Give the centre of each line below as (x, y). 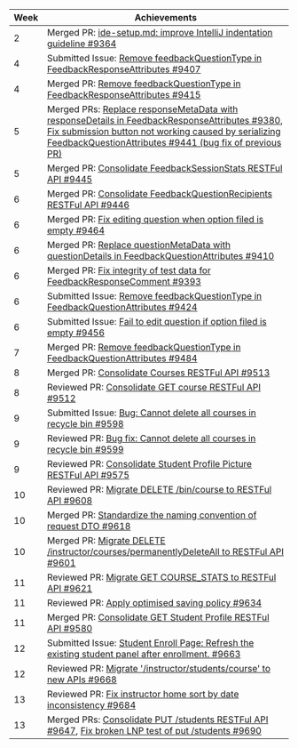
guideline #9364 (82, 44)
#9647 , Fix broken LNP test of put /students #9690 (154, 731)
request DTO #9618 (89, 526)
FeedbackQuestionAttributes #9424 (122, 307)
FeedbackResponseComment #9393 (124, 282)
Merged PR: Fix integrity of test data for (129, 270)
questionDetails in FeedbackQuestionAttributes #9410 (161, 256)
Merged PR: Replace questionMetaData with (139, 245)
